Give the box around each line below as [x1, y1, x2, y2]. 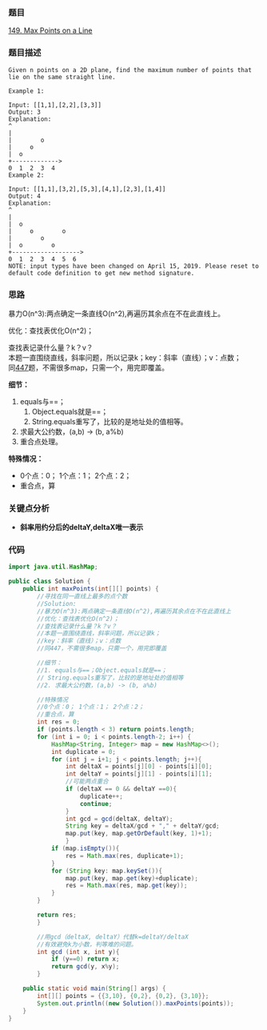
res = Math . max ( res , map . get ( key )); [65, 882, 188, 890]
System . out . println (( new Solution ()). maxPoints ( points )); [37, 999, 234, 1008]
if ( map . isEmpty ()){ [50, 844, 120, 853]
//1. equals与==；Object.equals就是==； [37, 666, 168, 674]
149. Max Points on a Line [8, 26, 93, 35]
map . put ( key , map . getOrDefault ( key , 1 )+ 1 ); [65, 830, 213, 838]
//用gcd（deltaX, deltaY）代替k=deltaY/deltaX [37, 932, 189, 941]
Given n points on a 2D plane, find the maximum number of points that [8, 66, 252, 74]
